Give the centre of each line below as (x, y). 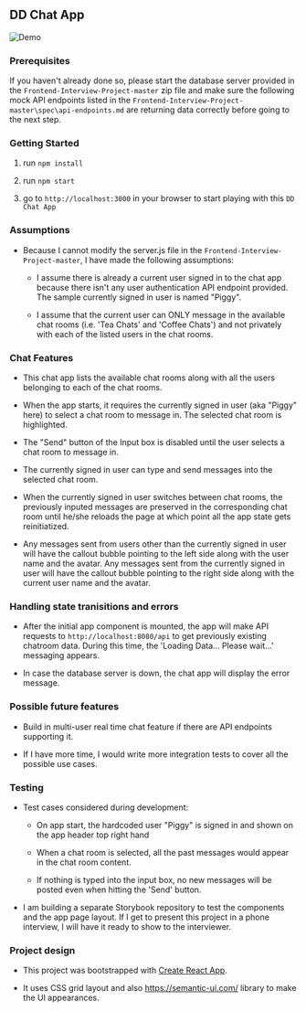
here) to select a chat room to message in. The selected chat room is (152, 415)
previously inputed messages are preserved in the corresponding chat (155, 507)
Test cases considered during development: (106, 807)
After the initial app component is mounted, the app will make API (146, 626)
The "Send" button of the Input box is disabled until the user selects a (153, 442)
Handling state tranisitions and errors (94, 606)
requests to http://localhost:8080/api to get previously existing (145, 636)
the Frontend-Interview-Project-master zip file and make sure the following (152, 91)
